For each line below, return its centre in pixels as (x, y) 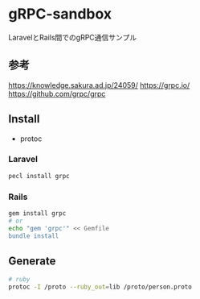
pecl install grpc (39, 176)
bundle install (34, 236)
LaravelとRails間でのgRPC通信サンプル (73, 37)
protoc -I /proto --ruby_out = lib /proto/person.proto (100, 287)
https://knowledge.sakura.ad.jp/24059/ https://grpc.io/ (99, 85)
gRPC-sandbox (60, 14)
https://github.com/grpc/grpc (57, 93)
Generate (32, 261)
